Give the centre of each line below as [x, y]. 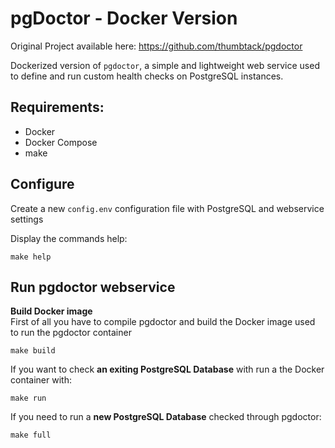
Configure [42, 184]
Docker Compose [61, 142]
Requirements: [57, 107]
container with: [41, 380]
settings [27, 219]
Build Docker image [51, 311]
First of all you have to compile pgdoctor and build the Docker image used [163, 322]
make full [31, 435]
